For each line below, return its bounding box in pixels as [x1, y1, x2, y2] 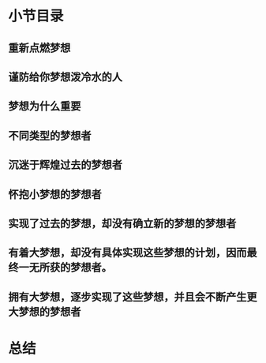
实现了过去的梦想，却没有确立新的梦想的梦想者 [8, 216, 237, 230]
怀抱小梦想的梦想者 [8, 187, 102, 201]
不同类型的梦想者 [8, 129, 92, 142]
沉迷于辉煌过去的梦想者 [8, 159, 122, 172]
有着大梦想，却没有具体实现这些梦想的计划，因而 [8, 246, 247, 260]
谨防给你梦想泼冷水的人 [8, 70, 122, 84]
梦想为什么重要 [8, 99, 81, 113]
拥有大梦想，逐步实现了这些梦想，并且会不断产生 [8, 290, 247, 304]
